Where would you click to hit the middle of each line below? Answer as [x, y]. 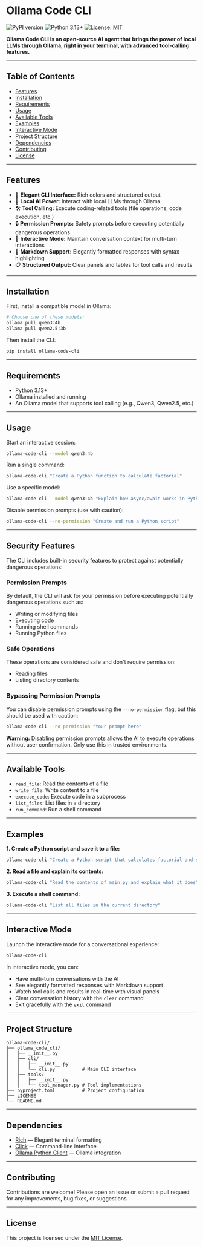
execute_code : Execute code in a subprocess [70, 797]
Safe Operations [31, 649]
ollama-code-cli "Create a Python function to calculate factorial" [94, 476]
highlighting [30, 258]
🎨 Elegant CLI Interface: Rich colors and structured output [88, 195]
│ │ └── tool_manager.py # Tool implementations [74, 1085]
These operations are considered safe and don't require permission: [91, 662]
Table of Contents [41, 77]
